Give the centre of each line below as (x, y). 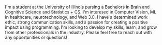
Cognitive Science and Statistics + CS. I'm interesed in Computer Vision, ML (81, 12)
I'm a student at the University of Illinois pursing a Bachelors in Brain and (77, 7)
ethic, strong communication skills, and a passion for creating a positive (77, 22)
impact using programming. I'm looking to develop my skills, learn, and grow (81, 27)
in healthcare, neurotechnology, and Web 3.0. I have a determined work (76, 17)
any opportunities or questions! (36, 37)
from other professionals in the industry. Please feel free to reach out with (79, 32)
